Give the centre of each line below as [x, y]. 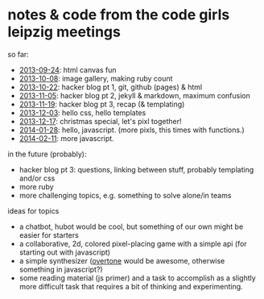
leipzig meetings [64, 32]
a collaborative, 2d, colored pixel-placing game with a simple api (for [133, 243]
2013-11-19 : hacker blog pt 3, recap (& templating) [102, 104]
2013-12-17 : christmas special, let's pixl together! [100, 121]
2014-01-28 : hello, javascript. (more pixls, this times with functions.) [132, 130]
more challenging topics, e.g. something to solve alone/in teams [125, 195]
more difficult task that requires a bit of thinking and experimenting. [131, 286]
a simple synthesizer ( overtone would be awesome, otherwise [122, 260]
